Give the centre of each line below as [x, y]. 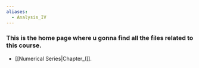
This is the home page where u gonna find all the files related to [100, 38]
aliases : [17, 12]
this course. [24, 45]
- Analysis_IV [29, 17]
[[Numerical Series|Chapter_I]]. [53, 58]
